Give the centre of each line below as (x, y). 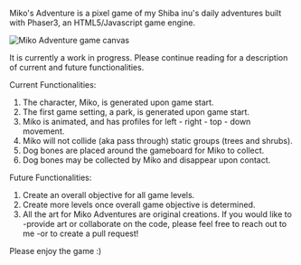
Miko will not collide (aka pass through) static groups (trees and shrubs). (158, 141)
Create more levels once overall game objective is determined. (139, 204)
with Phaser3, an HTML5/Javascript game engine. (103, 23)
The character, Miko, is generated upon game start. (118, 102)
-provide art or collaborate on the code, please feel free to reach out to (155, 224)
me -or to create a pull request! (80, 233)
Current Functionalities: (53, 85)
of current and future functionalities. (77, 67)
